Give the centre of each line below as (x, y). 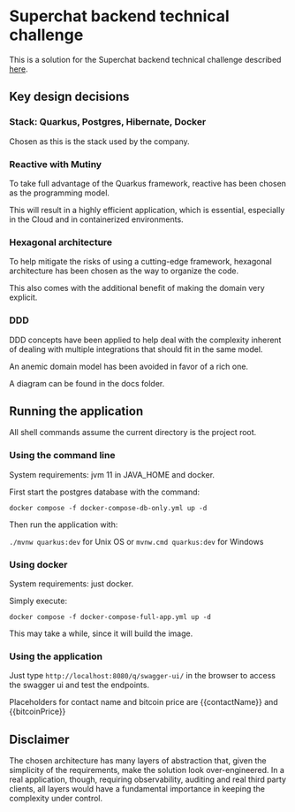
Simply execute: (38, 601)
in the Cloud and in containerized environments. (96, 219)
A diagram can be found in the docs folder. (87, 383)
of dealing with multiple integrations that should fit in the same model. (136, 349)
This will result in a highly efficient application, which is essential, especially (147, 210)
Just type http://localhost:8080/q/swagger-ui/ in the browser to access (143, 676)
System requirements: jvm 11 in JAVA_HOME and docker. (112, 474)
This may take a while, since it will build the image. (101, 633)
